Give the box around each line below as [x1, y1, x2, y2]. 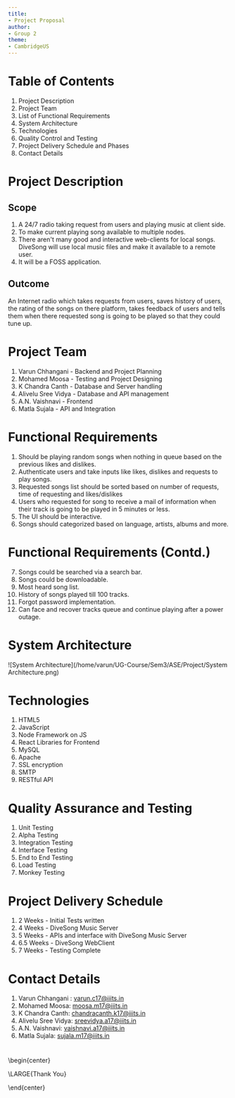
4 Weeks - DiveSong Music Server [18, 923, 119, 933]
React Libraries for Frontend [18, 738, 100, 747]
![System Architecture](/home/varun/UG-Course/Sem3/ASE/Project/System [8, 660, 228, 669]
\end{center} [8, 1083, 46, 1092]
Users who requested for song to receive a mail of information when [18, 497, 217, 505]
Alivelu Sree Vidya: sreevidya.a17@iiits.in [18, 1016, 136, 1025]
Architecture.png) [8, 668, 59, 676]
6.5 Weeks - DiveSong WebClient [18, 939, 115, 947]
